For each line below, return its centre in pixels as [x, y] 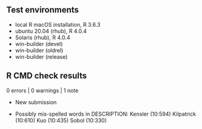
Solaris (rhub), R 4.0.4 [42, 37]
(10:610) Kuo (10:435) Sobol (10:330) [61, 120]
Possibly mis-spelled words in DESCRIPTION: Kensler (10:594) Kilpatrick [105, 114]
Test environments [42, 10]
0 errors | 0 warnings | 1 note [42, 90]
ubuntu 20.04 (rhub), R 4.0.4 [51, 31]
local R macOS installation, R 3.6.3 [58, 24]
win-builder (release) [41, 56]
